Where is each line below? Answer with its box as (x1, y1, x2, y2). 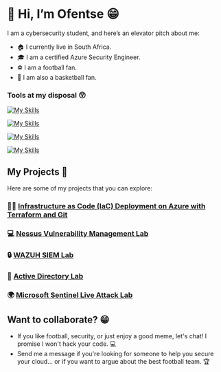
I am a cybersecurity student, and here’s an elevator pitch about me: (7, 29, 200, 37)
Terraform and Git (7, 210, 68, 219)
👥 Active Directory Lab (7, 271, 84, 281)
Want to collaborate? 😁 (7, 314, 110, 326)
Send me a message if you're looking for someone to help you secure (16, 350, 214, 358)
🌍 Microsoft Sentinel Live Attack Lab (7, 290, 133, 300)
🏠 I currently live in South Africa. (16, 43, 112, 51)
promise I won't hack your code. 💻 (16, 340, 117, 348)
